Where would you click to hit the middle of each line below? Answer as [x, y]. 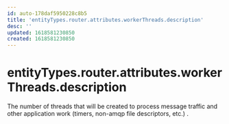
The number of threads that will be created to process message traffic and [112, 106]
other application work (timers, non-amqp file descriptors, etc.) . [98, 114]
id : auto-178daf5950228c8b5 [47, 13]
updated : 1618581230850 [41, 33]
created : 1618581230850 [41, 39]
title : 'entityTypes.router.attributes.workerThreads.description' [106, 20]
